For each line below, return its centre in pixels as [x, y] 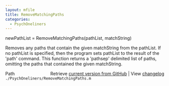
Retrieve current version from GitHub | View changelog [107, 74]
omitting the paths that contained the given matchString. [64, 64]
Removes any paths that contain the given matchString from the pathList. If [83, 48]
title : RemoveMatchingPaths [35, 15]
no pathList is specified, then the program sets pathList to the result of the [82, 53]
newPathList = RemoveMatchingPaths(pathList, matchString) [69, 38]
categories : [18, 19]
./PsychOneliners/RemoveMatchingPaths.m [48, 78]
